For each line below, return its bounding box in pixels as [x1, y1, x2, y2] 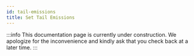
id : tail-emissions [6, 8, 56, 15]
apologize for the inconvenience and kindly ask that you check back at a [6, 37, 189, 45]
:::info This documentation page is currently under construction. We [6, 31, 177, 38]
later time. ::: [6, 43, 38, 51]
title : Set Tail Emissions [6, 14, 75, 20]
